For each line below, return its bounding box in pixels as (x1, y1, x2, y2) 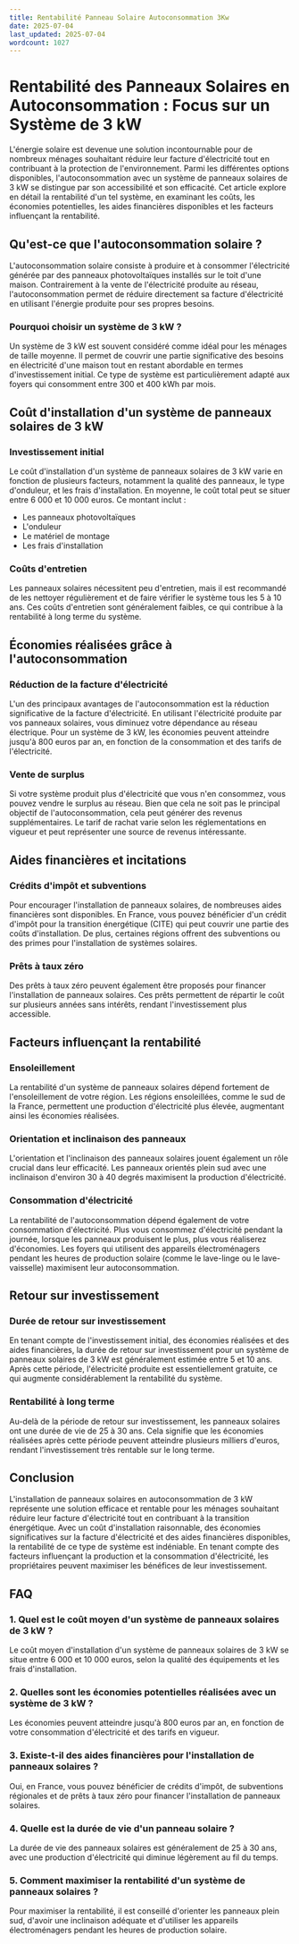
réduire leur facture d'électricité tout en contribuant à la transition (9, 1513, 250, 1524)
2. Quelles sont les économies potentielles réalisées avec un (9, 1686, 277, 1698)
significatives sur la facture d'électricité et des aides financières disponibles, (9, 1532, 291, 1543)
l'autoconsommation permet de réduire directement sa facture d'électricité (9, 289, 284, 300)
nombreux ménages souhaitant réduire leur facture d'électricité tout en (9, 154, 270, 165)
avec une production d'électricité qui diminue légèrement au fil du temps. (9, 1852, 278, 1863)
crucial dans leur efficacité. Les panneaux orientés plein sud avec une (9, 1162, 267, 1173)
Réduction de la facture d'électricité (9, 678, 168, 690)
